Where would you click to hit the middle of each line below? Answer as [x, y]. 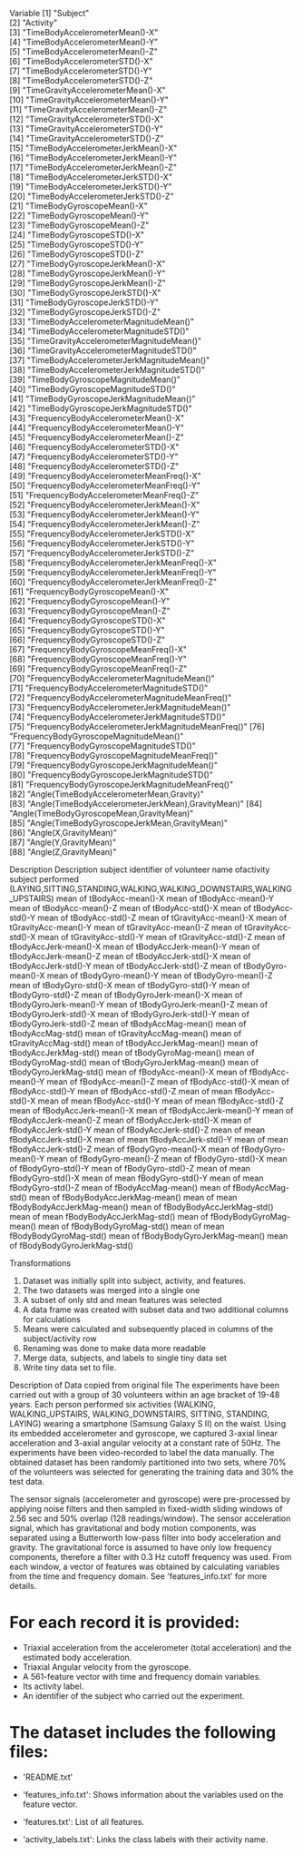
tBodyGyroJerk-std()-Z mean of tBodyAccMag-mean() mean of [128, 1024]
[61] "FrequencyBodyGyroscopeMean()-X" [89, 592]
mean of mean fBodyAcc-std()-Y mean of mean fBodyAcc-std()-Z [161, 1101]
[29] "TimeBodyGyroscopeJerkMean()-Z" [88, 283]
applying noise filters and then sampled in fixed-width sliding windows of [146, 1509]
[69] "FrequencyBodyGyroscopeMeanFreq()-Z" [98, 669]
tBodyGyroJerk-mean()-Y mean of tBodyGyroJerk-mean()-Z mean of [139, 1005]
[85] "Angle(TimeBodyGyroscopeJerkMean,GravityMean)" [119, 823]
